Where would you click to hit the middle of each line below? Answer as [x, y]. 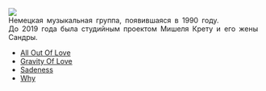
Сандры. [23, 37]
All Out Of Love [45, 53]
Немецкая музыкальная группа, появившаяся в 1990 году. [114, 20]
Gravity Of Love [46, 61]
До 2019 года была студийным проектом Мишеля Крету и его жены [133, 29]
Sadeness [37, 69]
